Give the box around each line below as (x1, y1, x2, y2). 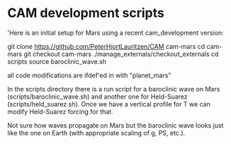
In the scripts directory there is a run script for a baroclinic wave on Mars (7, 84, 220, 93)
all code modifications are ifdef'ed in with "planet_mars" (7, 71, 171, 79)
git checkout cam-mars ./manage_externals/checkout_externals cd (23, 50, 219, 58)
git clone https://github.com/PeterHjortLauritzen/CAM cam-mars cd (7, 42, 205, 50)
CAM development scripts (7, 5, 164, 21)
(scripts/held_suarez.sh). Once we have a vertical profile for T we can (7, 99, 210, 108)
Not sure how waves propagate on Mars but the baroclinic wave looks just (7, 121, 224, 129)
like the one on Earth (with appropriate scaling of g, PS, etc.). (7, 128, 186, 137)
